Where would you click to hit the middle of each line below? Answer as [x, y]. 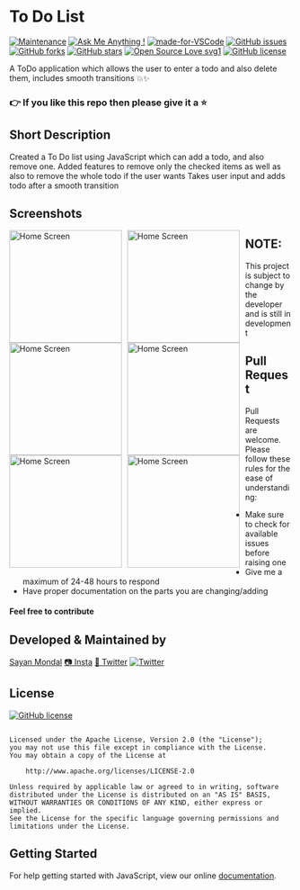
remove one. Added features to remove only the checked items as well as [145, 166]
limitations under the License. [70, 826]
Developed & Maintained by [88, 639]
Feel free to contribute [52, 611]
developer [264, 304]
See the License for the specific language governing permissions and [144, 818]
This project [268, 265]
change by [265, 284]
